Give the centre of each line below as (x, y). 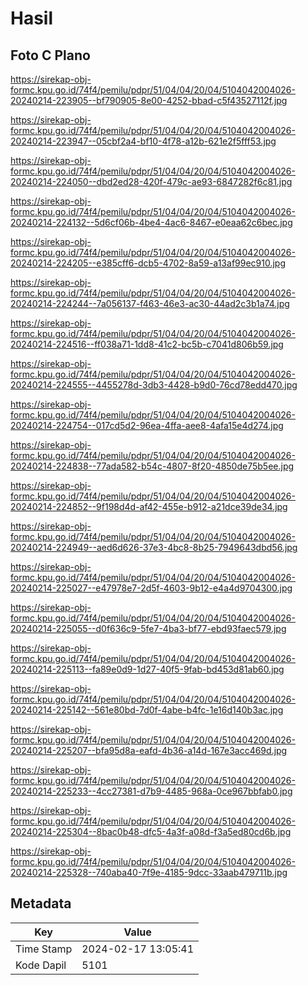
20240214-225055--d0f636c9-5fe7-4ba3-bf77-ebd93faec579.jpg (148, 628)
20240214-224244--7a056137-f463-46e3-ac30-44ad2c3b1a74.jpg (150, 303)
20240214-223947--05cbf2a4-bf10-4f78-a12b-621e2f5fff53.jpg (143, 141)
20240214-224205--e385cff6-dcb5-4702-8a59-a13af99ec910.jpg (148, 263)
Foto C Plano (50, 55)
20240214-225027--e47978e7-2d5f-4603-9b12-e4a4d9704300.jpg (151, 588)
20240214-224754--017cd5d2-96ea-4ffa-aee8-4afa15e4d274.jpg (147, 425)
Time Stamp (44, 949)
